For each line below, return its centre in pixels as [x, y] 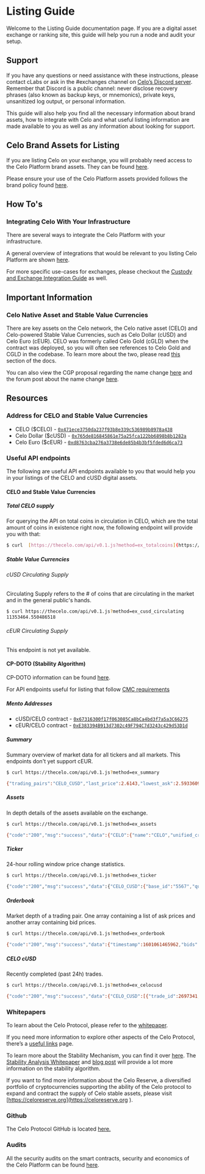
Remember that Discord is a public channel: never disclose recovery [92, 88]
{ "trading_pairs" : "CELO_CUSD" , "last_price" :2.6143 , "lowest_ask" [90, 783]
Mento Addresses [30, 703]
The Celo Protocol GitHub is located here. [59, 1129]
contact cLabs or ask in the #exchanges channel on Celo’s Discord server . [99, 81]
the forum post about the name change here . [63, 379]
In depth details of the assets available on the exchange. [77, 813]
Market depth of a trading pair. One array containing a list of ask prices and [101, 916]
